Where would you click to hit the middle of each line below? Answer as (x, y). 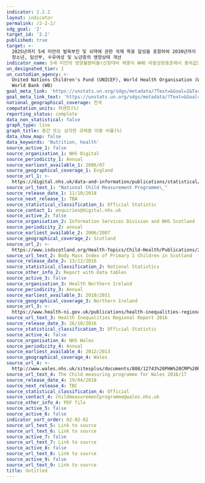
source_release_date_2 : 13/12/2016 (52, 261)
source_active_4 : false (37, 335)
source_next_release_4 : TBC (42, 386)
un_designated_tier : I (35, 69)
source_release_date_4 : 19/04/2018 (52, 380)
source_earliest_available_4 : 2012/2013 (59, 352)
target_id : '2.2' (28, 35)
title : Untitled (27, 471)
